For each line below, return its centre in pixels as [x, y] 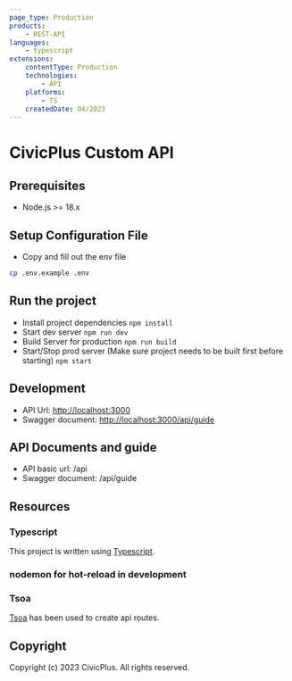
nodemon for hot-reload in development [98, 574]
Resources [40, 507]
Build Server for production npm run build [99, 341]
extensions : [31, 59]
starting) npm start [57, 360]
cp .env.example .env [50, 273]
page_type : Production [51, 17]
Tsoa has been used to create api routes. [84, 618]
